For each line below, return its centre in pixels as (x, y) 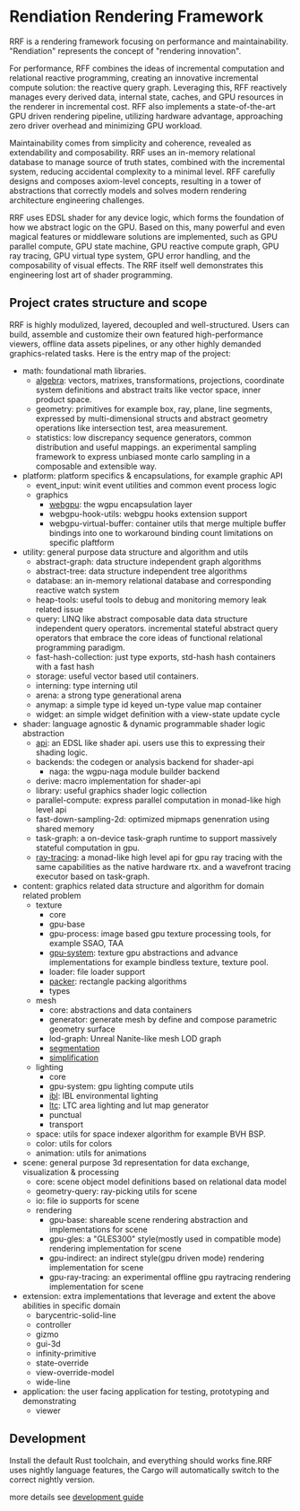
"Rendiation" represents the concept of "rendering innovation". (125, 50)
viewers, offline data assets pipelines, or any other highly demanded (135, 344)
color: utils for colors (74, 1143)
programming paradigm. (80, 647)
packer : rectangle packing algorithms (118, 981)
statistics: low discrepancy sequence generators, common (144, 437)
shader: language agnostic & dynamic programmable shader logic (144, 724)
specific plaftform (81, 542)
